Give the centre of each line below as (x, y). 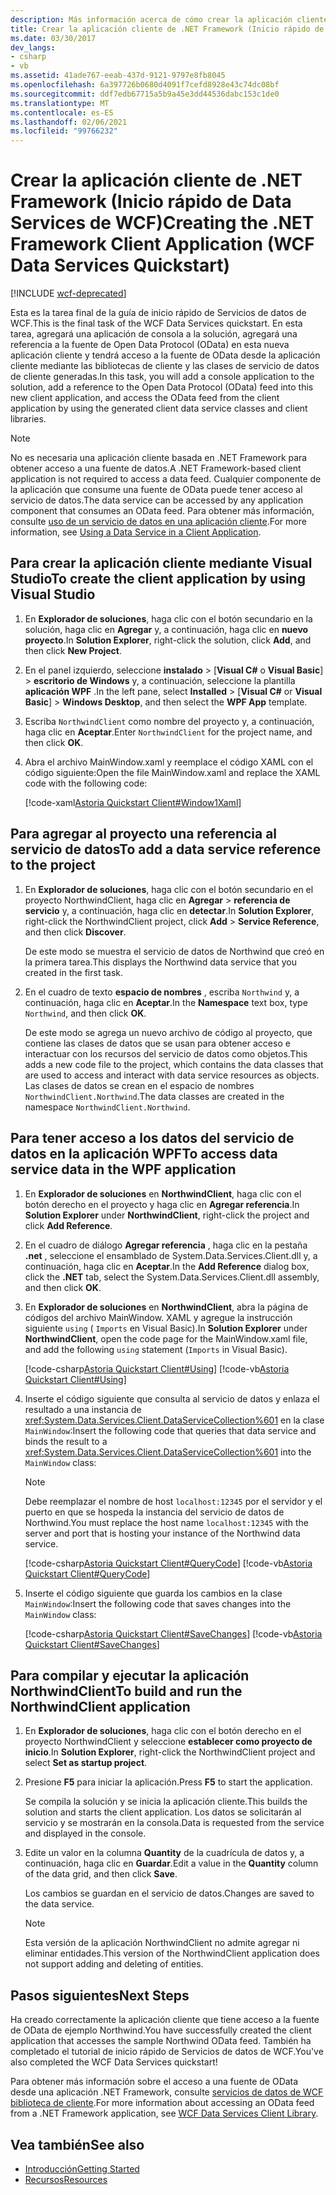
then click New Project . (73, 650)
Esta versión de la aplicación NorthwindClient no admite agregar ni (162, 1943)
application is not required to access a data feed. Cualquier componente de (166, 479)
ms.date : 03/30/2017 (53, 38)
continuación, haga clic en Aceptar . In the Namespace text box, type (166, 1002)
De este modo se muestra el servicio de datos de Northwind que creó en (174, 951)
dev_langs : (33, 47)
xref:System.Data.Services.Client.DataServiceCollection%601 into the (168, 1452)
